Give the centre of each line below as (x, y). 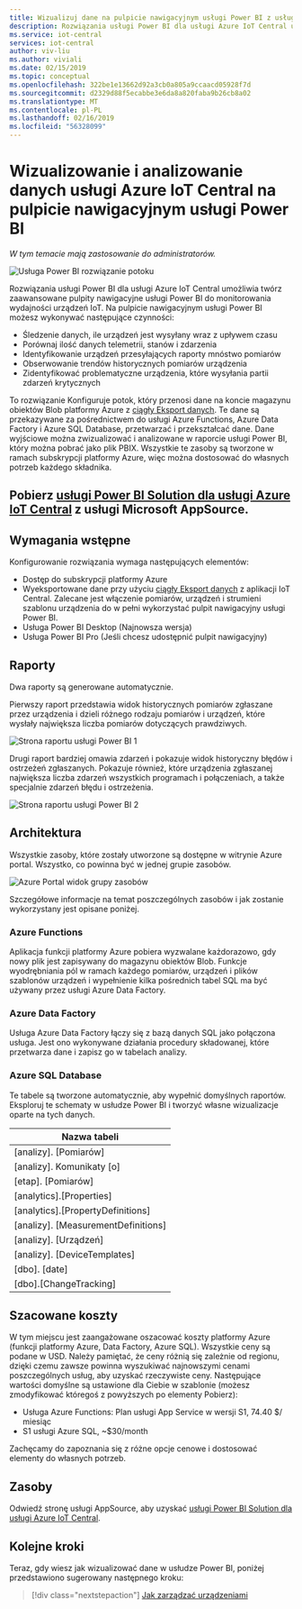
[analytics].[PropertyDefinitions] (82, 1211)
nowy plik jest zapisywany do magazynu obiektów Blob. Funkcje (128, 962)
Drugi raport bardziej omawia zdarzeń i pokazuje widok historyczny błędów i (151, 758)
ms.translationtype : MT (54, 101)
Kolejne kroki (47, 1546)
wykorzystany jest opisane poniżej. (74, 909)
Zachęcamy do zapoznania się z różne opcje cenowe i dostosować (133, 1449)
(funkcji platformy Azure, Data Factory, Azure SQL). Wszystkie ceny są (140, 1347)
